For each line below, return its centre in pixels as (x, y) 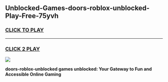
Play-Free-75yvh (32, 16)
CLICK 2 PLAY (22, 49)
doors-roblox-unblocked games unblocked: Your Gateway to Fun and (78, 69)
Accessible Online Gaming (33, 74)
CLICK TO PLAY (24, 30)
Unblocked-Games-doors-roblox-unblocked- (77, 8)
